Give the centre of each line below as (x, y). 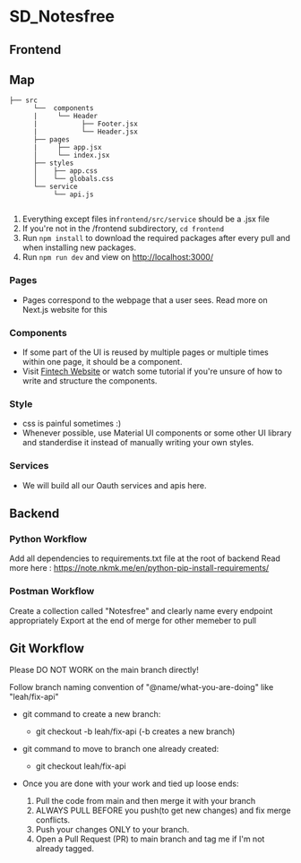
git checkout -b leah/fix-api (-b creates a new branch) (135, 731)
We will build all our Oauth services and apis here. (115, 485)
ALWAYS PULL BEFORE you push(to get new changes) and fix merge (163, 811)
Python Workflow (48, 539)
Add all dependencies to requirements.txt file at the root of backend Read (145, 558)
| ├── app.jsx (67, 148)
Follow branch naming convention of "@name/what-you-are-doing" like (142, 687)
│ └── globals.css (73, 179)
